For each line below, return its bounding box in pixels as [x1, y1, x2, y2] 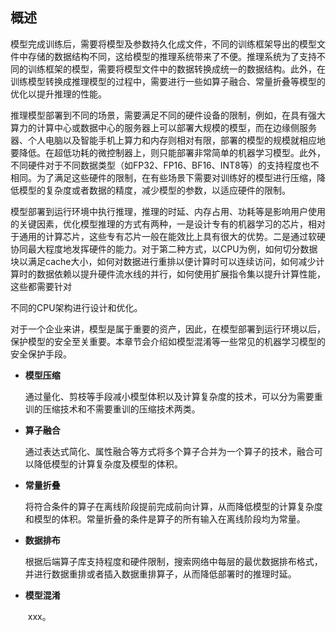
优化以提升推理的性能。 [10, 88, 107, 100]
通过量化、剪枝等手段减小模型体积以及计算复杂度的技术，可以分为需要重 [24, 390, 323, 402]
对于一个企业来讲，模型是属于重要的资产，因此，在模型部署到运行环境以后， [10, 323, 326, 335]
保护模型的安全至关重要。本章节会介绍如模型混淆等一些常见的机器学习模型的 [10, 335, 326, 347]
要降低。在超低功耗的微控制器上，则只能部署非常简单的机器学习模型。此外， [10, 146, 326, 158]
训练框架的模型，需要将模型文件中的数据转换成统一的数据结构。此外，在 [27, 63, 326, 75]
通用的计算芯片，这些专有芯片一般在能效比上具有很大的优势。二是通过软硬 [18, 230, 326, 242]
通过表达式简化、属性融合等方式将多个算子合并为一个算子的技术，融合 [24, 445, 315, 457]
